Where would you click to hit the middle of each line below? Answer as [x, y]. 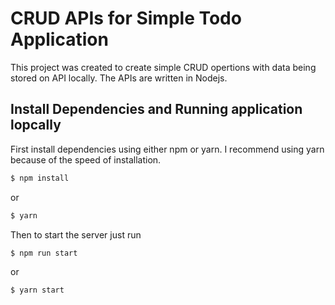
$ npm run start [44, 253]
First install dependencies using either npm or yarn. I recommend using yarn [167, 149]
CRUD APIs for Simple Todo [126, 18]
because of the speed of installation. [86, 159]
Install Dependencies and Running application [156, 109]
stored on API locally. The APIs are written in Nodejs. [119, 78]
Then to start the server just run [76, 234]
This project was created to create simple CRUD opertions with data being [163, 67]
